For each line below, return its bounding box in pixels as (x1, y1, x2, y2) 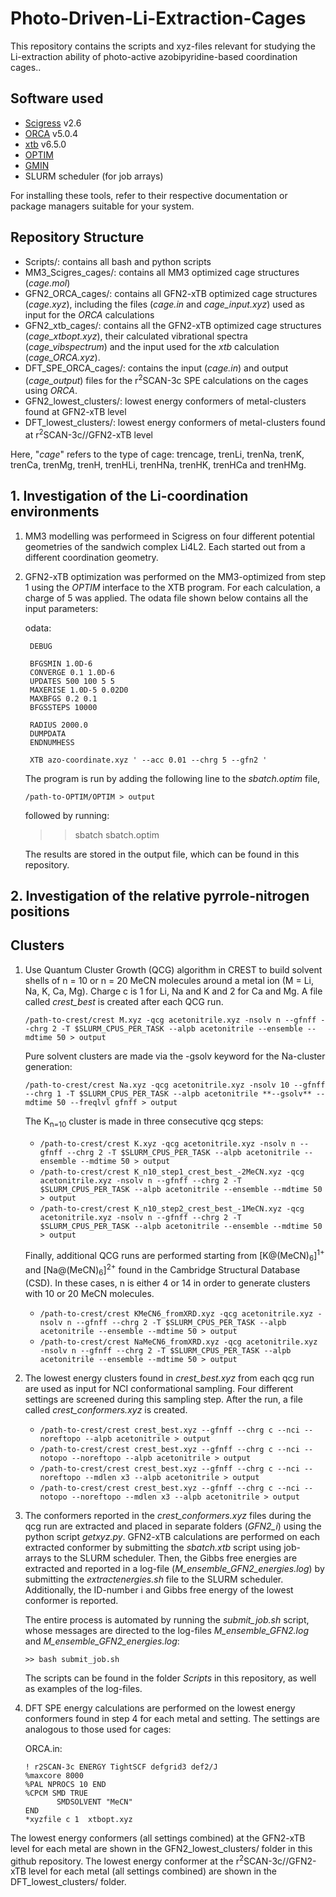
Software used (10, 90, 104, 107)
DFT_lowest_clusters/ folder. (10, 1876, 127, 1888)
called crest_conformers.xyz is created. (24, 1403, 188, 1416)
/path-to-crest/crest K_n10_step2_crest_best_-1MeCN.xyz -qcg (39, 1203, 305, 1214)
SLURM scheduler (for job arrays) (24, 170, 164, 182)
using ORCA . (24, 385, 78, 397)
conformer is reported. (24, 1594, 119, 1606)
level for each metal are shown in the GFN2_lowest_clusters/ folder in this (10, 1842, 313, 1854)
